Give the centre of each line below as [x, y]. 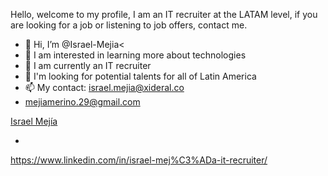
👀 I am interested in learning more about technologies [135, 55]
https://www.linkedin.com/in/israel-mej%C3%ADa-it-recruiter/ [139, 160]
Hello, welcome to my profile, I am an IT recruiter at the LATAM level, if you [164, 14]
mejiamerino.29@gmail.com [82, 102]
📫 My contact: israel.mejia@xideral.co [104, 87]
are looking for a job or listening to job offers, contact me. [129, 25]
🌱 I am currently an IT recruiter [88, 65]
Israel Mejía [34, 121]
